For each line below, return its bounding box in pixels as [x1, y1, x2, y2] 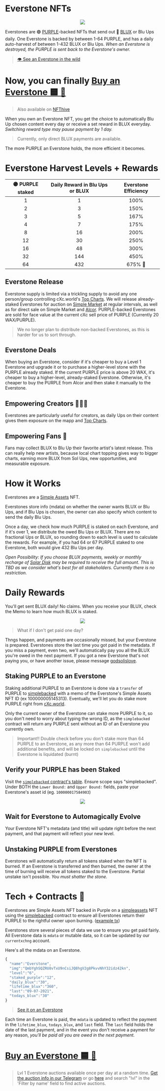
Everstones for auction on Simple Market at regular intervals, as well [19, 301, 158, 307]
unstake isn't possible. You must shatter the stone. [5, 874, 108, 880]
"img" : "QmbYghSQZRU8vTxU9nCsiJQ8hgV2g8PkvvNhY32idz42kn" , [9, 966, 131, 971]
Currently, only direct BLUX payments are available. [17, 136, 122, 142]
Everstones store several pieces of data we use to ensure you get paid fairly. [5, 927, 160, 933]
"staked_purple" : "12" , [9, 975, 56, 980]
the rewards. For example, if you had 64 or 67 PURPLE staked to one [5, 539, 144, 545]
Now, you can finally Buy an [5, 75, 120, 87]
